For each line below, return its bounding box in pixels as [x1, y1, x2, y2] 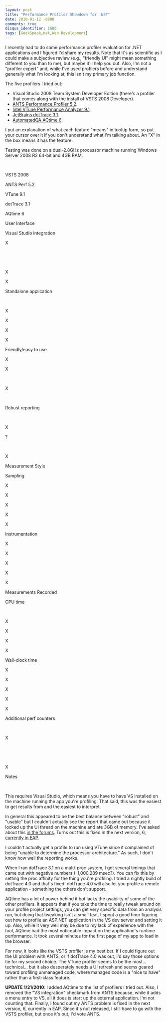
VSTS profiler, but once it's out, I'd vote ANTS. [5, 1011, 101, 1017]
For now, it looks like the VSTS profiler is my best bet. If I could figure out [5, 948, 155, 954]
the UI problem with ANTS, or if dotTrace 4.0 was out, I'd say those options [5, 953, 160, 959]
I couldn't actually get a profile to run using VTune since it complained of [5, 845, 155, 850]
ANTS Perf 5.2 [5, 181, 35, 187]
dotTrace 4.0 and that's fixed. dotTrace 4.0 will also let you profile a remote [5, 881, 160, 887]
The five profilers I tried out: [5, 81, 63, 87]
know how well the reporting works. [5, 855, 79, 861]
